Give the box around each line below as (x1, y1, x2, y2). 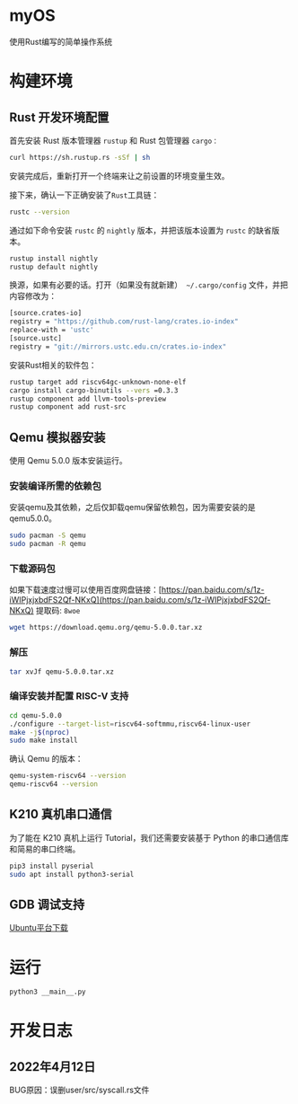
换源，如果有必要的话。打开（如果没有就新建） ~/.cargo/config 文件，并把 (9, 279, 289, 290)
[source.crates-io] (9, 309, 83, 318)
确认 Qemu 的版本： (9, 754, 83, 764)
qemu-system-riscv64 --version (9, 772, 127, 781)
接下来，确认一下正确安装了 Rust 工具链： (9, 190, 160, 200)
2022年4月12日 (9, 1059, 96, 1074)
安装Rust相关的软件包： (9, 359, 97, 370)
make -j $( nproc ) (9, 728, 70, 737)
